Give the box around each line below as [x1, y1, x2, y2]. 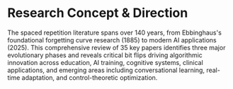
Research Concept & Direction [7, 5, 188, 21]
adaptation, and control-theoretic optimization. [21, 73, 158, 82]
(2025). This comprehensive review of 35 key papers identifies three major [7, 43, 226, 52]
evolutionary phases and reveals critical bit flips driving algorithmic [7, 51, 203, 59]
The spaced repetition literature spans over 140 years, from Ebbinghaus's [7, 28, 222, 37]
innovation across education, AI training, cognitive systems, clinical [7, 58, 203, 66]
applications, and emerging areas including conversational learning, [7, 66, 205, 74]
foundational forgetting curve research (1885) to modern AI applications [7, 35, 217, 44]
